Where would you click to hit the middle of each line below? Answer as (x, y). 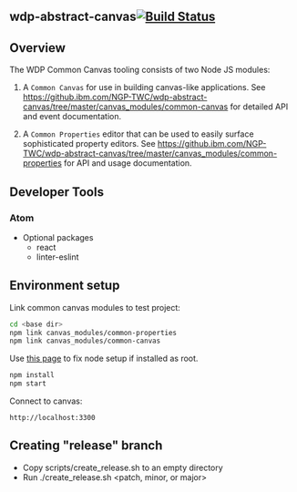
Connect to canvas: (46, 401)
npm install (32, 375)
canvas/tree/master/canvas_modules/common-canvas (125, 107)
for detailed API (259, 107)
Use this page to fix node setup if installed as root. (104, 359)
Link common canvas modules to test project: (95, 307)
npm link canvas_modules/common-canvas (85, 341)
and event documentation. (72, 117)
